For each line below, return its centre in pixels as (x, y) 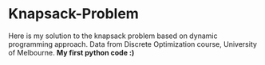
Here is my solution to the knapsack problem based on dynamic (113, 36)
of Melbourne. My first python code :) (71, 52)
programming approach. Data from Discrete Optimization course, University (133, 44)
